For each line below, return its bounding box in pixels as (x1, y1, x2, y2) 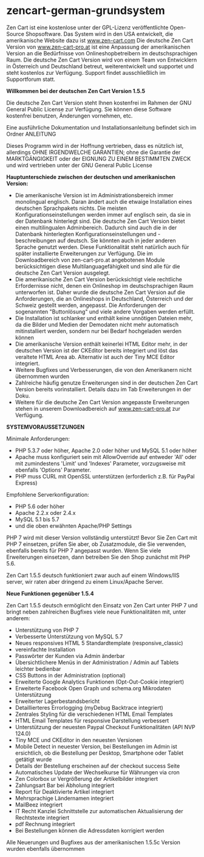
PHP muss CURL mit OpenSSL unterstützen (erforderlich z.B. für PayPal (15, 472, 195, 480)
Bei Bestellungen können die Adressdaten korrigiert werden (15, 827, 165, 834)
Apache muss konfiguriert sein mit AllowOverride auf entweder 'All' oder (15, 453, 197, 460)
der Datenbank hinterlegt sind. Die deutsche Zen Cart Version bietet (15, 217, 185, 225)
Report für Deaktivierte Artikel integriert (15, 788, 114, 795)
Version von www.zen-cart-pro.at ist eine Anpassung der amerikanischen (6, 43, 191, 51)
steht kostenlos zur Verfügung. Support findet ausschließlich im (6, 69, 166, 76)
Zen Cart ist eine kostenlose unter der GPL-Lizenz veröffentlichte (6, 24, 169, 31)
